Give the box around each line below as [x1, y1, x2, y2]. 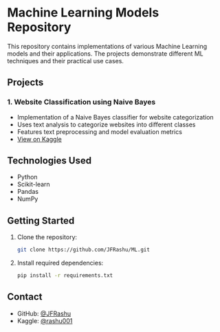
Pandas [16, 188, 39, 196]
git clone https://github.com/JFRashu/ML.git [16, 246, 150, 254]
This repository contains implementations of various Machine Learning [7, 42, 208, 50]
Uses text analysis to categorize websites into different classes [16, 120, 196, 129]
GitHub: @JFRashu [16, 309, 71, 318]
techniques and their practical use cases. [7, 56, 124, 65]
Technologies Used [7, 155, 91, 166]
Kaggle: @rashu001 [16, 316, 73, 324]
